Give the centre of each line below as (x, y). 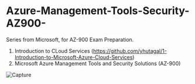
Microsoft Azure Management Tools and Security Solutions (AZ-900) (97, 63)
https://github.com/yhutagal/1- (130, 51)
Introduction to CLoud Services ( (54, 51)
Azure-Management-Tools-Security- (98, 11)
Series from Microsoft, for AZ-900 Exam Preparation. (70, 39)
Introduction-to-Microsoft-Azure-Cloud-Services (73, 57)
